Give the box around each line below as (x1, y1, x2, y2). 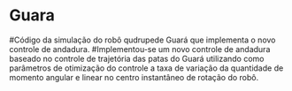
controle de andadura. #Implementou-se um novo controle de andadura (9, 43, 271, 54)
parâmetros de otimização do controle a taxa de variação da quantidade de (9, 63, 284, 73)
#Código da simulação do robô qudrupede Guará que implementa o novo (9, 34, 276, 45)
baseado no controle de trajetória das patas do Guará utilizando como (9, 53, 265, 64)
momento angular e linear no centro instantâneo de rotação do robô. (9, 72, 259, 82)
